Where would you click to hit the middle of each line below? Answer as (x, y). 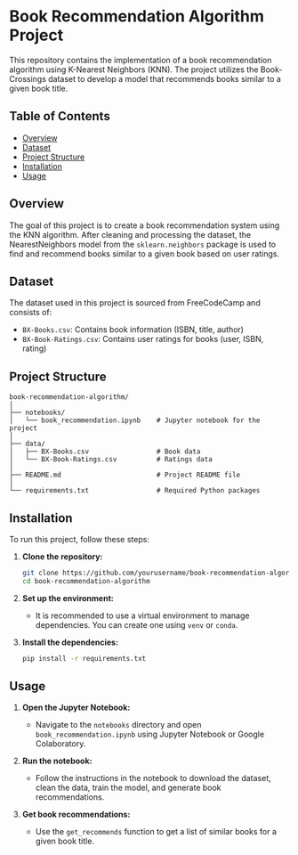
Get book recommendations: (76, 814)
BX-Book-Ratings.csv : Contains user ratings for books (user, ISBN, (143, 339)
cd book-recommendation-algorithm (86, 581)
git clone (40, 573)
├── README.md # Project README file (125, 475)
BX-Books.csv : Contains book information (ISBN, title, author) (133, 330)
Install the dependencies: (70, 642)
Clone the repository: (62, 557)
